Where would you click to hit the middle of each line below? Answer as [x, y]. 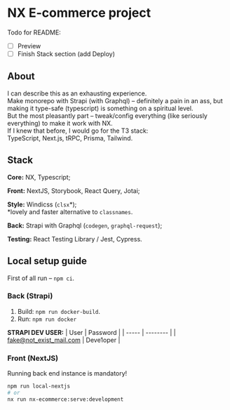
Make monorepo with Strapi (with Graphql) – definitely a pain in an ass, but [115, 100]
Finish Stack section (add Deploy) [66, 54]
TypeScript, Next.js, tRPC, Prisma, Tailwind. [70, 138]
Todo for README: [34, 32]
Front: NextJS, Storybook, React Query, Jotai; [74, 190]
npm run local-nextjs [39, 386]
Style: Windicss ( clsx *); [42, 204]
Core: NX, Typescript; [39, 177]
